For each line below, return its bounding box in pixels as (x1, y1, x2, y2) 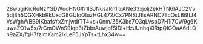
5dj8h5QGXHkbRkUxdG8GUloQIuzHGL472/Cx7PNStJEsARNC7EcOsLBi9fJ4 (6, 11, 197, 19)
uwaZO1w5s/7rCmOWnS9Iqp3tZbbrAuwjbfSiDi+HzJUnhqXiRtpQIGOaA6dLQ (6, 24, 197, 31)
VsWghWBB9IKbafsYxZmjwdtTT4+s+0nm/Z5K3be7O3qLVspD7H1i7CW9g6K (6, 18, 198, 25)
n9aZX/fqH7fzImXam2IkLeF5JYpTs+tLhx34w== (6, 31, 126, 38)
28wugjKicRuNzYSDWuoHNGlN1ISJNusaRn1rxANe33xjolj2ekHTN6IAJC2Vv (6, 5, 196, 12)
